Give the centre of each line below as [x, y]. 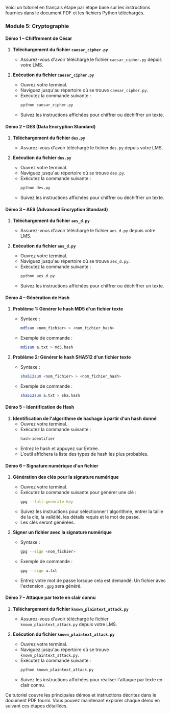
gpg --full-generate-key [47, 502]
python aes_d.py [38, 276]
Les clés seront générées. [47, 522]
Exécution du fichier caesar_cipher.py [53, 75]
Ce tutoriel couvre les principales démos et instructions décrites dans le [81, 695]
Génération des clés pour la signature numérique [66, 477]
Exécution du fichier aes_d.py [44, 246]
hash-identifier [38, 439]
